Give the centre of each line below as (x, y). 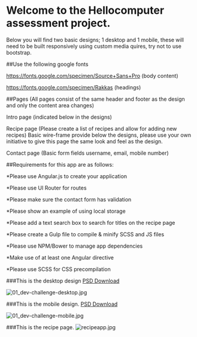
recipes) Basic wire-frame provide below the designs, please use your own (99, 135)
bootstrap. (19, 52)
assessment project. (58, 23)
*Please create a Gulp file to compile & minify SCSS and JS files (85, 234)
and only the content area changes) (50, 105)
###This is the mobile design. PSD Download (62, 304)
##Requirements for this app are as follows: (60, 164)
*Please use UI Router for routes (46, 188)
